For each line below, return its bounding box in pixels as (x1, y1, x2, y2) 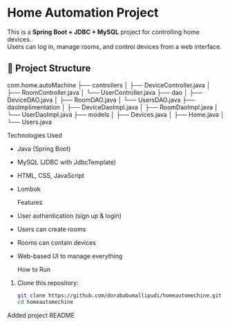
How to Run (17, 265, 51, 273)
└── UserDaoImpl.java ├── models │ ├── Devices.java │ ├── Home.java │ (7, 110, 224, 118)
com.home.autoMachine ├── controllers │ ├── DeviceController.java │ (7, 81, 211, 89)
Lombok (17, 185, 41, 193)
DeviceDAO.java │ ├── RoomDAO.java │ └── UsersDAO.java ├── (7, 96, 195, 104)
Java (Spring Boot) (17, 144, 71, 153)
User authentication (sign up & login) (17, 211, 122, 219)
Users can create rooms (17, 225, 86, 233)
